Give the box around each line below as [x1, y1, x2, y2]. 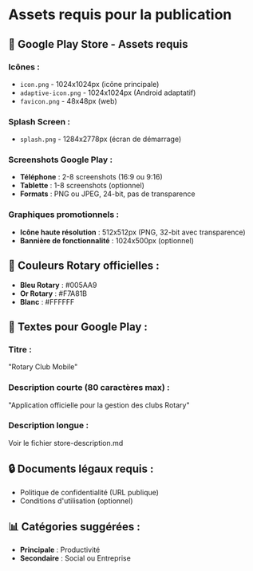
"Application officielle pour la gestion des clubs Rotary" [8, 400, 190, 410]
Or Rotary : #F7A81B [19, 289, 88, 298]
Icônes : [8, 61, 40, 73]
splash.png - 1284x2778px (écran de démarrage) [19, 134, 182, 144]
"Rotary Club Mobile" [8, 362, 78, 372]
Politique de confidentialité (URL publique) [19, 487, 160, 497]
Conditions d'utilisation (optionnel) [19, 496, 133, 506]
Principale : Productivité [19, 545, 101, 555]
